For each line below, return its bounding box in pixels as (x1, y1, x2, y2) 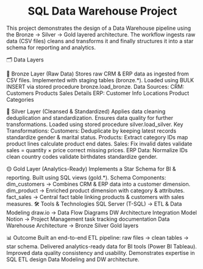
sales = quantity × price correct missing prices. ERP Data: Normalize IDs (6, 146, 188, 153)
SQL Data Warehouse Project (27, 4, 177, 18)
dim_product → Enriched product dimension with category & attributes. (6, 187, 185, 194)
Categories (6, 96, 35, 103)
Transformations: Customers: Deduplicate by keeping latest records (6, 127, 177, 134)
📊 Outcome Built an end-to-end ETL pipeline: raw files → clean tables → (6, 234, 189, 241)
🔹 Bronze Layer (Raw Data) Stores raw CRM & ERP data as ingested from (6, 70, 189, 77)
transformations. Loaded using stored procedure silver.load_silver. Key (6, 121, 183, 128)
